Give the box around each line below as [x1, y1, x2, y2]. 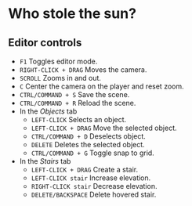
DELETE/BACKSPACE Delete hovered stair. [31, 190, 157, 199]
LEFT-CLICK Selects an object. [31, 115, 127, 124]
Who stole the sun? [8, 5, 137, 23]
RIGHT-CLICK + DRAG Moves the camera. [19, 65, 147, 74]
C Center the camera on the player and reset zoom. [19, 81, 184, 91]
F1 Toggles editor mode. [19, 56, 98, 66]
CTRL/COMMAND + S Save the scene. [19, 90, 130, 99]
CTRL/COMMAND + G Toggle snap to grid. [31, 148, 154, 157]
